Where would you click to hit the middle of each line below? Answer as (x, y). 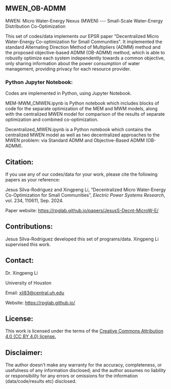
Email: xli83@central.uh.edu (35, 293)
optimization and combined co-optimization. (52, 119)
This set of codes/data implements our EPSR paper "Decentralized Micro (82, 36)
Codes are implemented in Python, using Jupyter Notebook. (69, 93)
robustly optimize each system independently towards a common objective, (85, 58)
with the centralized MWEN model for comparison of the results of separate (85, 114)
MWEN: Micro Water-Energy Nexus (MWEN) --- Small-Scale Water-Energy (84, 21)
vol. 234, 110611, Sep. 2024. (35, 200)
